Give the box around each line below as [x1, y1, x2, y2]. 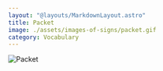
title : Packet [8, 19, 55, 27]
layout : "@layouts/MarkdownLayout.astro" [8, 11, 146, 20]
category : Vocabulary [8, 33, 80, 41]
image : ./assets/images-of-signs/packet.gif [8, 26, 157, 34]
